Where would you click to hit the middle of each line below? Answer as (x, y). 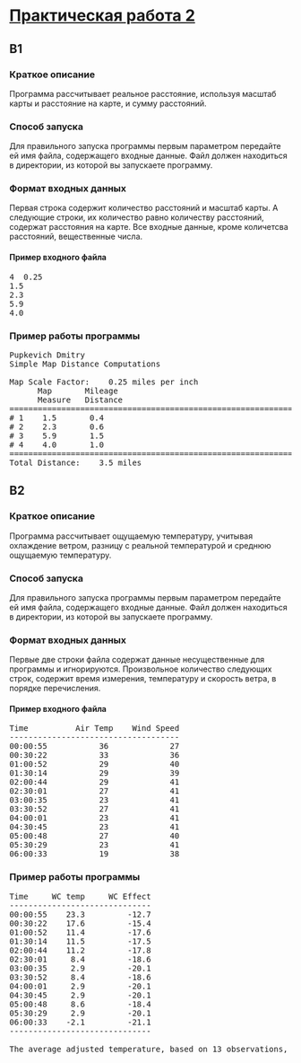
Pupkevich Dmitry (47, 355)
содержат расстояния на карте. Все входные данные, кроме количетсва (149, 227)
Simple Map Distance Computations (85, 364)
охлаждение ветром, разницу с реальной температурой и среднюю (140, 545)
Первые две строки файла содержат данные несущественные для (137, 660)
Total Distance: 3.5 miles (76, 462)
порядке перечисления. (55, 689)
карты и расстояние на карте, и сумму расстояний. (108, 103)
